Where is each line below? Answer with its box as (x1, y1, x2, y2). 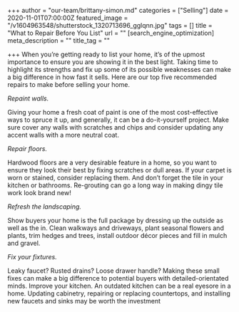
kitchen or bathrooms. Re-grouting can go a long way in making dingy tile (7, 181, 223, 189)
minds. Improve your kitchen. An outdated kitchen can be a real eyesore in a (7, 281, 231, 290)
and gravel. (7, 239, 41, 247)
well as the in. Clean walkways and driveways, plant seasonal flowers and (7, 224, 225, 232)
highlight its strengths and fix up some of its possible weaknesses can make (7, 66, 232, 73)
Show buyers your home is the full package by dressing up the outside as (7, 217, 223, 224)
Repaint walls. (7, 94, 49, 103)
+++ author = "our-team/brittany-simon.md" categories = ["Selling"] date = (7, 6, 229, 14)
